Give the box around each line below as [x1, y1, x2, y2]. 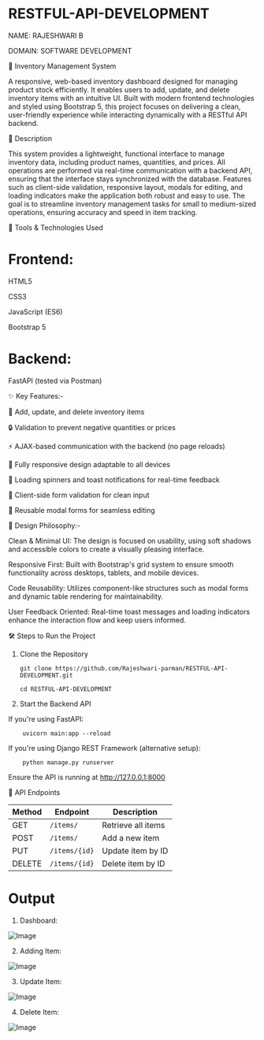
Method [12, 806, 43, 817]
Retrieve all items [102, 819, 165, 830]
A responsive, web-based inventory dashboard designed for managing [8, 76, 238, 86]
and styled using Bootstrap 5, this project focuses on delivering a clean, [8, 102, 241, 111]
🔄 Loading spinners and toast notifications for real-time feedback [8, 474, 221, 485]
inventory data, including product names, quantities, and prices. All [8, 157, 226, 166]
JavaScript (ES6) [8, 306, 63, 316]
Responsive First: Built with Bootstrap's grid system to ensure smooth [8, 559, 234, 569]
